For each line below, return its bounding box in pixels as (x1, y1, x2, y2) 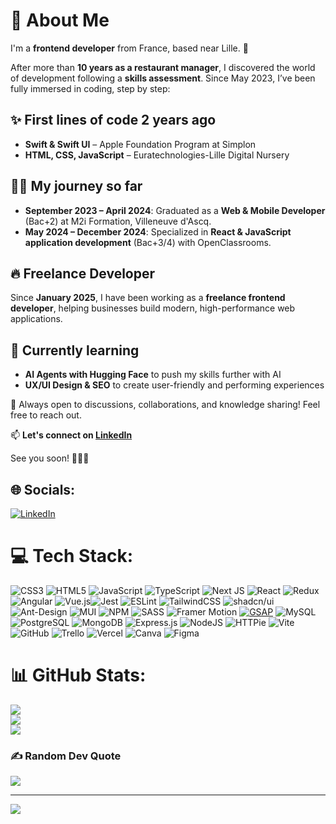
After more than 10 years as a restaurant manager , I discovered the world (10, 61, 316, 73)
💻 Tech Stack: (10, 545, 134, 568)
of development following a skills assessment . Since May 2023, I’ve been (10, 72, 316, 84)
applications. (10, 313, 63, 325)
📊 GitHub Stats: (10, 664, 147, 687)
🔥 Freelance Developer (10, 265, 156, 282)
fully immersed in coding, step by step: (10, 82, 171, 94)
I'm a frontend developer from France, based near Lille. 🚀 (10, 42, 249, 54)
